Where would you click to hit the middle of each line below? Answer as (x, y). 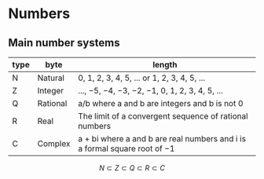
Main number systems (64, 43)
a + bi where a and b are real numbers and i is (162, 139)
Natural (51, 78)
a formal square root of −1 (126, 148)
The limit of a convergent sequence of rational (163, 116)
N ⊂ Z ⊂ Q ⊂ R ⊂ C (132, 168)
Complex (54, 144)
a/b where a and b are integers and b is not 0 (161, 103)
